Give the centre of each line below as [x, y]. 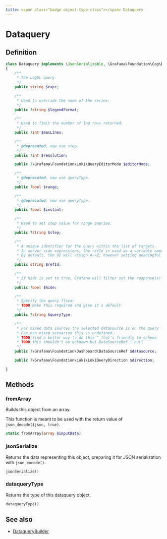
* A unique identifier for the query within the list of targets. [86, 246]
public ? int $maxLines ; [39, 132]
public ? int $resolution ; [41, 155]
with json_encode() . [26, 462]
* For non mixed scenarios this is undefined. [65, 333]
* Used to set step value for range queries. [64, 224]
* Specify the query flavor [46, 301]
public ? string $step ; [38, 233]
